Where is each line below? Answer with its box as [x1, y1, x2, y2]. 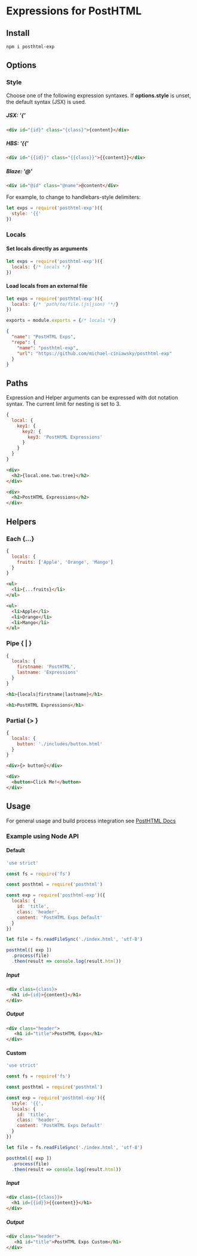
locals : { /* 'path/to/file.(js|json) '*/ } [11, 301, 119, 307]
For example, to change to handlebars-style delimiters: [6, 194, 141, 201]
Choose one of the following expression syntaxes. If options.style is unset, [6, 91, 191, 99]
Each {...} [6, 535, 35, 543]
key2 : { [21, 428, 42, 434]
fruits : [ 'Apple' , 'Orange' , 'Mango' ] [17, 559, 113, 565]
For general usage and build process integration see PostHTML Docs [6, 817, 176, 824]
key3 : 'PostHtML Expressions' [27, 434, 103, 440]
